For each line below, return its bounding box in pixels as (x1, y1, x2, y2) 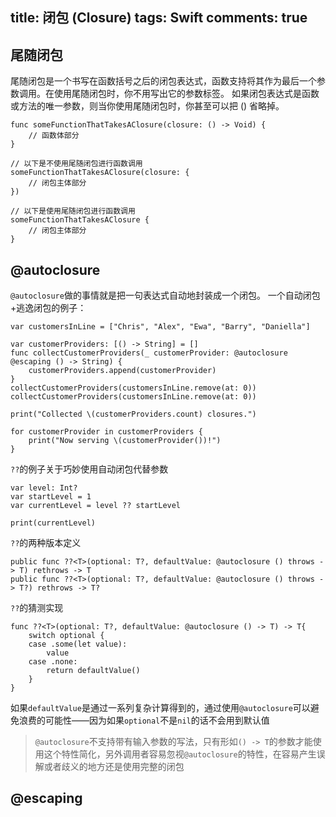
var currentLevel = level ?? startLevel (10, 501, 182, 511)
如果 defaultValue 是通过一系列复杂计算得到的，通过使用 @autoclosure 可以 (10, 702, 311, 714)
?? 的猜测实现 (10, 602, 64, 614)
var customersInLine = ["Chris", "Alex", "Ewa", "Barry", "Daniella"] (10, 322, 311, 332)
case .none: (28, 657, 78, 667)
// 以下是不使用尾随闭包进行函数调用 (10, 159, 143, 169)
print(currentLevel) (10, 518, 97, 528)
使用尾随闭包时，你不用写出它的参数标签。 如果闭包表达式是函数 (53, 88, 320, 100)
